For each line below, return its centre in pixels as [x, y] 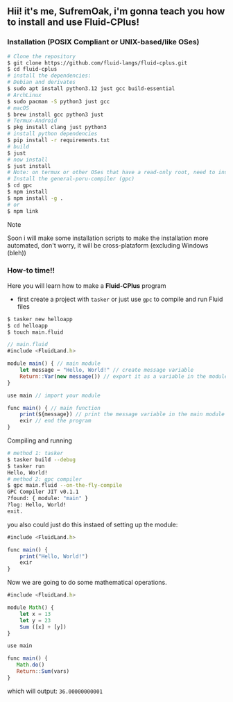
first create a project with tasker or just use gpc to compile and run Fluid [120, 299]
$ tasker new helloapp [40, 319]
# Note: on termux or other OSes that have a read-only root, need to [111, 173]
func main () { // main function [54, 408]
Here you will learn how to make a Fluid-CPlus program [87, 285]
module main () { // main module [54, 363]
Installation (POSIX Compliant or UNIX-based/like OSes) [103, 42]
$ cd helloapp [28, 325]
